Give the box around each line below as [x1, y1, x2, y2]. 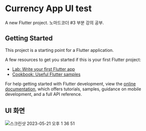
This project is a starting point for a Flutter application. [5, 47, 114, 53]
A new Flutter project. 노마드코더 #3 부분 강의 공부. [5, 20, 104, 25]
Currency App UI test [5, 3, 92, 14]
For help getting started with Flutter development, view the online [5, 81, 136, 87]
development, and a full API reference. [5, 91, 82, 97]
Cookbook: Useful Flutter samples [12, 71, 81, 77]
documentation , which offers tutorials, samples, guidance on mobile [5, 86, 141, 92]
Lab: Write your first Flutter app [12, 66, 75, 72]
